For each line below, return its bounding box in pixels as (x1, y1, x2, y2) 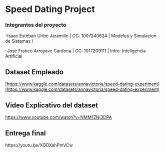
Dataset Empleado (5, 68, 64, 76)
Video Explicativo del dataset (5, 101, 98, 109)
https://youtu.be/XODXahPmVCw (5, 142, 73, 148)
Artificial (5, 53, 22, 59)
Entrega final (5, 129, 46, 137)
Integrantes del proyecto (5, 22, 66, 29)
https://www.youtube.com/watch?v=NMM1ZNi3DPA (5, 114, 112, 120)
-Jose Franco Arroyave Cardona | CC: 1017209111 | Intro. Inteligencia (5, 48, 146, 54)
